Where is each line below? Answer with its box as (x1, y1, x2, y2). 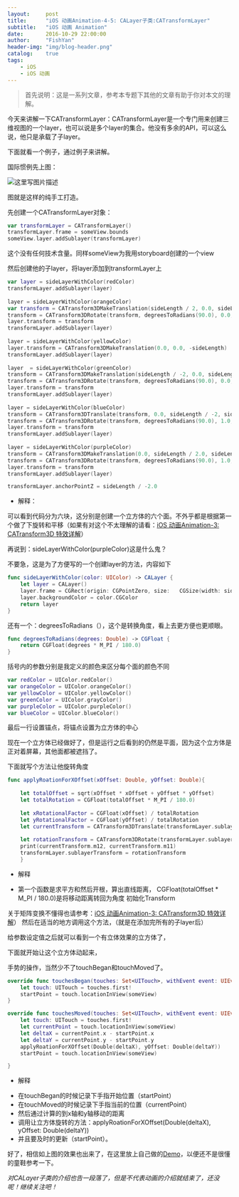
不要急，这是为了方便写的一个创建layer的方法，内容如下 (7, 560, 172, 569)
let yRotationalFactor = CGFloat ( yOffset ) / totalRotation (20, 816, 199, 823)
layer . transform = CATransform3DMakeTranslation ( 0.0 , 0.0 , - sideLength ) (7, 344, 228, 352)
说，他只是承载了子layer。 (7, 132, 85, 141)
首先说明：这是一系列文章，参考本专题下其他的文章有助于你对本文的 (24, 90, 225, 99)
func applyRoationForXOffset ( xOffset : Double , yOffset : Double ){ (7, 776, 205, 784)
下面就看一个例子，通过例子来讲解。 (7, 147, 114, 156)
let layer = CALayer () (20, 581, 87, 588)
